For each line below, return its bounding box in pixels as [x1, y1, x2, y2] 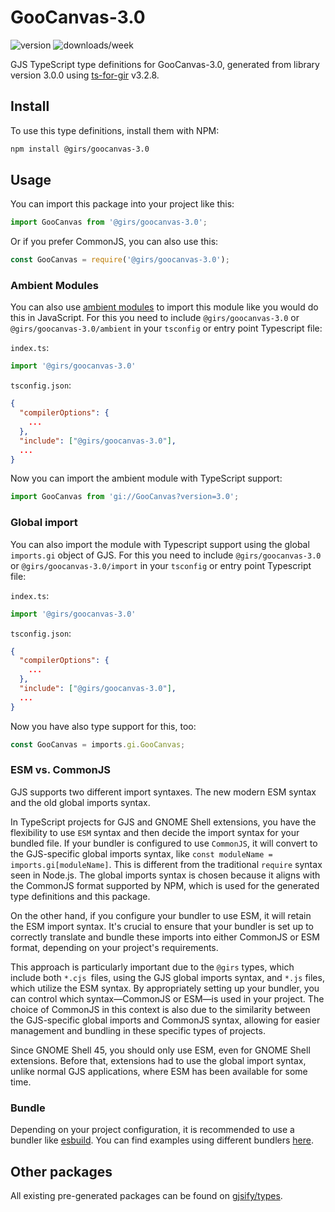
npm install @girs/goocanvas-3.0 [10, 144, 150, 154]
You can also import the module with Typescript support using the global [10, 538, 310, 550]
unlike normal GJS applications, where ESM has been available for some [10, 1065, 308, 1077]
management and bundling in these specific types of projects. [10, 1024, 266, 1036]
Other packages [10, 1163, 113, 1180]
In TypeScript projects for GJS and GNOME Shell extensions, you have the [10, 816, 317, 828]
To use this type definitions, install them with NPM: [10, 124, 220, 136]
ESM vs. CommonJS [10, 763, 112, 777]
